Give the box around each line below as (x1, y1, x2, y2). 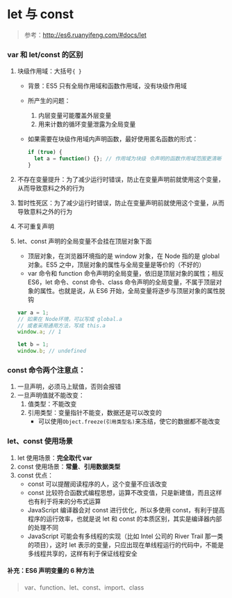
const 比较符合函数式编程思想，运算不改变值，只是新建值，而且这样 (27, 488, 222, 496)
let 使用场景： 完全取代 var (17, 453, 92, 462)
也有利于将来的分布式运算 (27, 497, 101, 505)
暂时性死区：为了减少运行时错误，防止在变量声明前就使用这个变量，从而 (17, 198, 224, 207)
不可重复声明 (17, 222, 54, 230)
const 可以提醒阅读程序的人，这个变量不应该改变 (27, 480, 168, 488)
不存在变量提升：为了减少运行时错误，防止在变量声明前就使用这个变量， (17, 175, 224, 183)
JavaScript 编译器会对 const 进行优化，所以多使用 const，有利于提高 (27, 505, 225, 514)
